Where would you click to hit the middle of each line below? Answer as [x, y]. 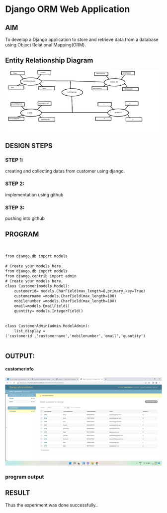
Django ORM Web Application [68, 9]
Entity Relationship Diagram [49, 61]
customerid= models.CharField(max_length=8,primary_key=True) [80, 291]
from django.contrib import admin [41, 276]
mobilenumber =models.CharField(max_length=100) [65, 301]
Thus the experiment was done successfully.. [52, 505]
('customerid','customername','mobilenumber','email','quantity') [75, 336]
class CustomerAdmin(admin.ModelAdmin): [48, 326]
